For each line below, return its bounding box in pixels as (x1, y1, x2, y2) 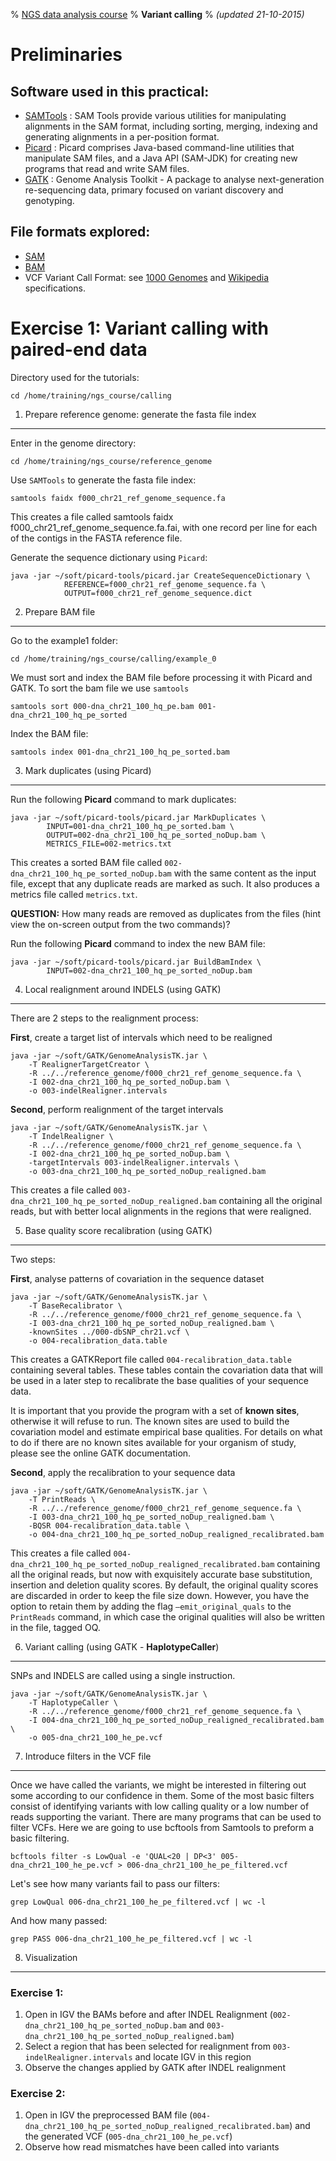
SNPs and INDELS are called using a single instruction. (10, 1669, 236, 1681)
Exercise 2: (10, 2086, 66, 2100)
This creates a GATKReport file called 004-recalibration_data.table (10, 1353, 292, 1365)
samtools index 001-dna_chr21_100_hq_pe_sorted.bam (10, 747, 230, 757)
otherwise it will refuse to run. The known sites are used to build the (10, 1415, 290, 1427)
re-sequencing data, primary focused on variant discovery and (24, 184, 284, 196)
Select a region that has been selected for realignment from (24, 2040, 271, 2053)
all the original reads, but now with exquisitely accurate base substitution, (10, 1568, 313, 1580)
